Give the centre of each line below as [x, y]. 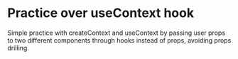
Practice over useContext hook [101, 13]
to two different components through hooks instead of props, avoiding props [119, 40]
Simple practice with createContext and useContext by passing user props [117, 33]
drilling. [18, 48]
